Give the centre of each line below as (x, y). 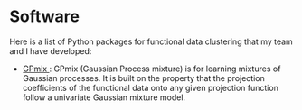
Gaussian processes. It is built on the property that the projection (143, 78)
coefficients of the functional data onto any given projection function (150, 87)
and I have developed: (51, 50)
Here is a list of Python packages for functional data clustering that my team (151, 41)
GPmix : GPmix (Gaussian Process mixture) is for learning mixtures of (151, 69)
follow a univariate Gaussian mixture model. (104, 97)
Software (44, 17)
